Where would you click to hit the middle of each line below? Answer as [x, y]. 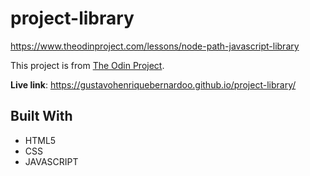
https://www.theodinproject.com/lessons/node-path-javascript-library [155, 46]
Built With [41, 116]
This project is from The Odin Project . [87, 65]
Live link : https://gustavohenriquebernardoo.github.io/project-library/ [153, 84]
